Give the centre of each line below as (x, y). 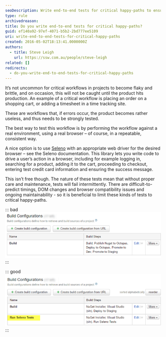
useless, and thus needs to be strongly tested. (52, 118)
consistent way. (21, 139)
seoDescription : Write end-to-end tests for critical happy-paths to (78, 10)
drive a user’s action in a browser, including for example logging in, (73, 159)
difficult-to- (141, 184)
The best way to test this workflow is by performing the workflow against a (81, 128)
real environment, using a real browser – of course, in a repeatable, (73, 133)
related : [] (17, 63)
